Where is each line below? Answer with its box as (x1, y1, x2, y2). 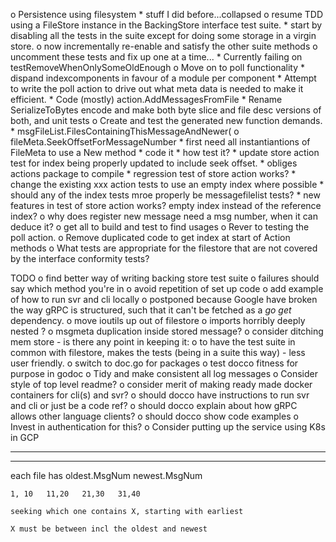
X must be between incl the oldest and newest (10, 524, 208, 534)
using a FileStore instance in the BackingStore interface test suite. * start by (10, 19, 323, 31)
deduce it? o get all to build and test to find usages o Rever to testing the (10, 221, 310, 233)
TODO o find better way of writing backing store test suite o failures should (10, 272, 320, 284)
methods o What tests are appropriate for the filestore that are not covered (10, 242, 318, 254)
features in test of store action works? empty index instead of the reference (10, 200, 322, 211)
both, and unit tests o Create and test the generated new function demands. (10, 115, 323, 126)
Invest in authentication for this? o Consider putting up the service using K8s (10, 421, 326, 433)
